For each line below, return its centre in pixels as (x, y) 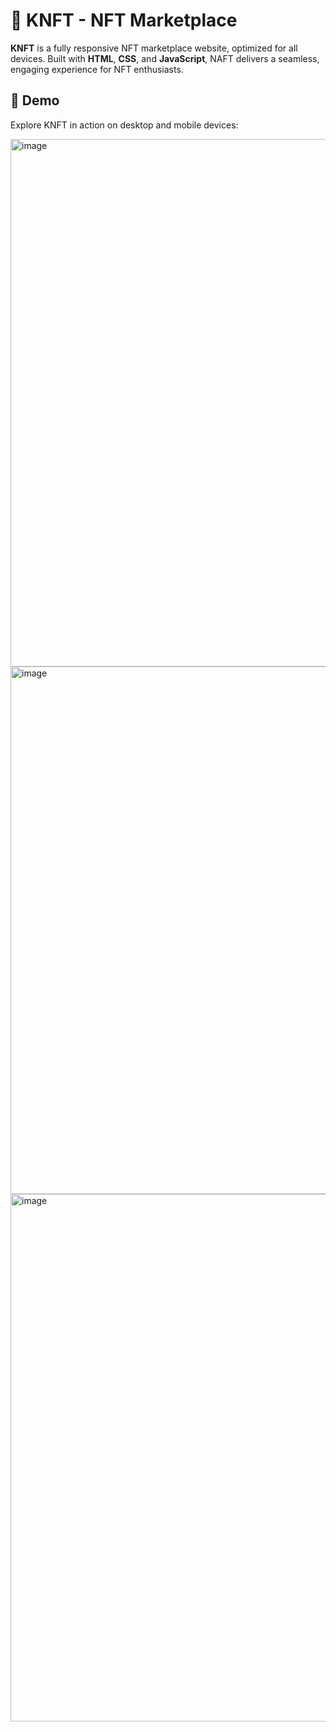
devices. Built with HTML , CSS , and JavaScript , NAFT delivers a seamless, (165, 58)
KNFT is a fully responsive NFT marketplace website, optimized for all (154, 48)
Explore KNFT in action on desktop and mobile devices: (124, 125)
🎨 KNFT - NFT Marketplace (124, 20)
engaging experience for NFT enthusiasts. (97, 69)
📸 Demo (35, 100)
